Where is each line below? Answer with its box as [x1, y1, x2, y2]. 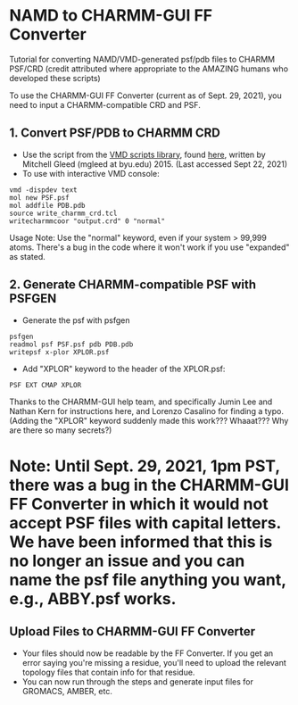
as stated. [9, 251, 46, 261]
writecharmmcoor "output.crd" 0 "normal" [9, 216, 166, 226]
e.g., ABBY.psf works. [9, 588, 177, 609]
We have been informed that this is [9, 532, 273, 552]
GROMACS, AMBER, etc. [21, 685, 113, 696]
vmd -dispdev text [9, 185, 78, 195]
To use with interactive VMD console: [21, 168, 160, 178]
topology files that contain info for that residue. [21, 667, 195, 677]
